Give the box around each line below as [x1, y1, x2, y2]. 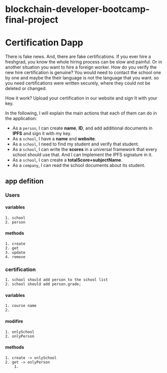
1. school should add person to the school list [5, 277, 108, 282]
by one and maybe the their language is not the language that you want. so [5, 75, 159, 81]
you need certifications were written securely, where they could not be [5, 80, 151, 86]
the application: [5, 115, 37, 121]
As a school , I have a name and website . [12, 136, 96, 142]
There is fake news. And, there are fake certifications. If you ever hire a [5, 53, 151, 59]
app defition [5, 176, 44, 185]
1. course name [5, 303, 37, 308]
